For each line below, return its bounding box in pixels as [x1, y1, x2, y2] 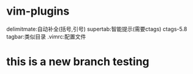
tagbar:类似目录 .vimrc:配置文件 [6, 32, 86, 40]
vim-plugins [6, 4, 70, 18]
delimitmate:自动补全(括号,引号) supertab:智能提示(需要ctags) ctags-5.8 [6, 25, 187, 32]
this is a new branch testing [6, 55, 149, 68]
